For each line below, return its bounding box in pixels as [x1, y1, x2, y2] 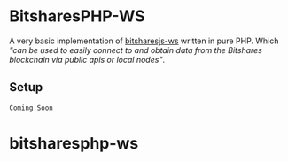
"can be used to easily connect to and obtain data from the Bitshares [9, 44, 263, 55]
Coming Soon [9, 103, 53, 112]
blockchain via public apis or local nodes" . [9, 54, 166, 65]
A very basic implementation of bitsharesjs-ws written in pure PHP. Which [9, 35, 279, 46]
